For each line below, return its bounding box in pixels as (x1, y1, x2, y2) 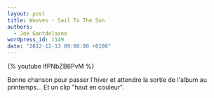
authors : (7, 23, 33, 30)
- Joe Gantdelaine (13, 29, 68, 37)
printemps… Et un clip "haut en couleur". (7, 83, 125, 91)
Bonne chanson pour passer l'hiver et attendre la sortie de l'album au (7, 76, 207, 84)
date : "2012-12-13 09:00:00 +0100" (7, 43, 112, 50)
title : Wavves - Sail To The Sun (7, 17, 105, 24)
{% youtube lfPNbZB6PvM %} (7, 62, 95, 70)
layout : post (7, 10, 46, 17)
